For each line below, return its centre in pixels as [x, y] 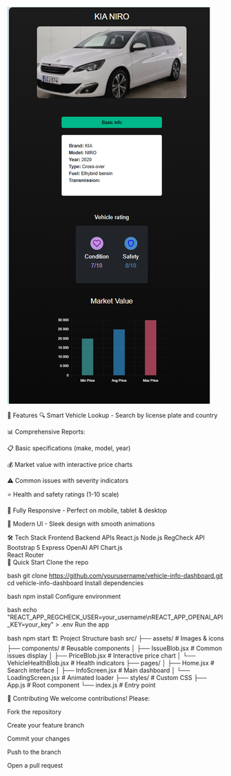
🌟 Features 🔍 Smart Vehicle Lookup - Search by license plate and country [112, 415]
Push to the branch [34, 752]
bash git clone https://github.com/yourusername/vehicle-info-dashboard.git [115, 575]
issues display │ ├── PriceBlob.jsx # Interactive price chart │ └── [102, 656]
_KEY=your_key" [30, 625]
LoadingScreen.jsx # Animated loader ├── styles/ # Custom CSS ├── [107, 677]
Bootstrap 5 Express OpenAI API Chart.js [65, 547]
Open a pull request [35, 765]
